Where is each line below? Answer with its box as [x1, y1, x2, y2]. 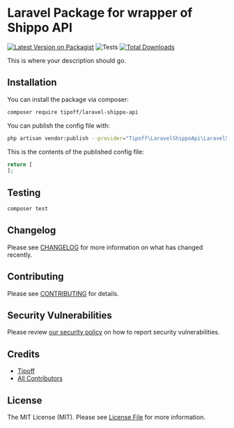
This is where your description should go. [7, 56, 127, 64]
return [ [7, 161, 33, 168]
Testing [7, 186, 41, 198]
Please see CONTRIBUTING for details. [7, 289, 120, 297]
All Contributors [17, 374, 63, 383]
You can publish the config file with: [7, 121, 110, 130]
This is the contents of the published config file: [7, 147, 144, 156]
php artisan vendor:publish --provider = [7, 135, 127, 142]
